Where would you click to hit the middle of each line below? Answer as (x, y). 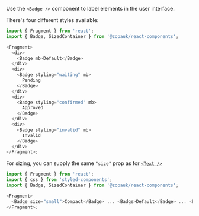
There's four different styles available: (52, 20)
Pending (31, 80)
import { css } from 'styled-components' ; (59, 180)
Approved (33, 108)
